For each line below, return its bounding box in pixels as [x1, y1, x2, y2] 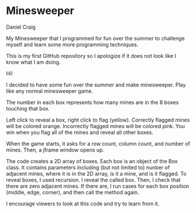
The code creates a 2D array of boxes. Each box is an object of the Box [6, 157, 178, 164]
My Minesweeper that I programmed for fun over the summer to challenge [6, 35, 185, 42]
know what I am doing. [6, 59, 61, 66]
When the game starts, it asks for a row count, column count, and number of [6, 140, 190, 147]
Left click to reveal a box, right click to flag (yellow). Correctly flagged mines [6, 116, 190, 123]
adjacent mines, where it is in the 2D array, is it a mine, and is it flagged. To [6, 170, 187, 177]
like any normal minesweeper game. [6, 87, 94, 94]
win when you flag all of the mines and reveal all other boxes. [6, 129, 154, 136]
